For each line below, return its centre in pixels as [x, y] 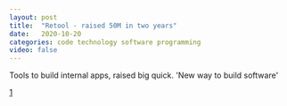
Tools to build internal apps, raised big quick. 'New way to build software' [144, 75]
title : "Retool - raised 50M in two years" [93, 26]
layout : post [33, 17]
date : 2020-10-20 [45, 34]
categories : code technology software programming [105, 42]
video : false [33, 50]
